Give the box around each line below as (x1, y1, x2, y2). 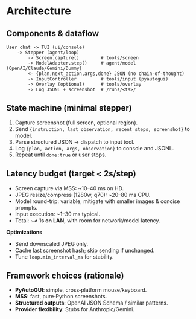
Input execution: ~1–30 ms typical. (14, 210, 101, 217)
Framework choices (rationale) (6, 271, 124, 281)
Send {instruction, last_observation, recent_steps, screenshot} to (14, 125, 190, 132)
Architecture (6, 4, 71, 18)
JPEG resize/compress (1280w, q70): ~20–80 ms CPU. (14, 191, 151, 198)
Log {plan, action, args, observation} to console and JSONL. (14, 144, 174, 152)
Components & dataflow (6, 28, 100, 39)
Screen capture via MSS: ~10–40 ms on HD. (14, 184, 124, 192)
